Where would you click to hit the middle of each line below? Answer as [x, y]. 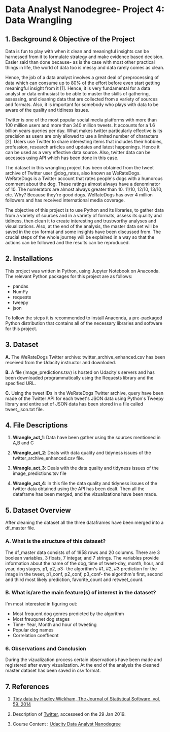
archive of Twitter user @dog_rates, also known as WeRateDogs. [73, 173]
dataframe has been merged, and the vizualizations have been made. [85, 494]
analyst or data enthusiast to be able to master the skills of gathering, [78, 94]
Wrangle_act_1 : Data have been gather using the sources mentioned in [87, 438]
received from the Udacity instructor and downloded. [61, 362]
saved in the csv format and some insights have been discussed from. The [83, 232]
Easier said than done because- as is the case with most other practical [80, 62]
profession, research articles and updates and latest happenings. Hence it [82, 147]
